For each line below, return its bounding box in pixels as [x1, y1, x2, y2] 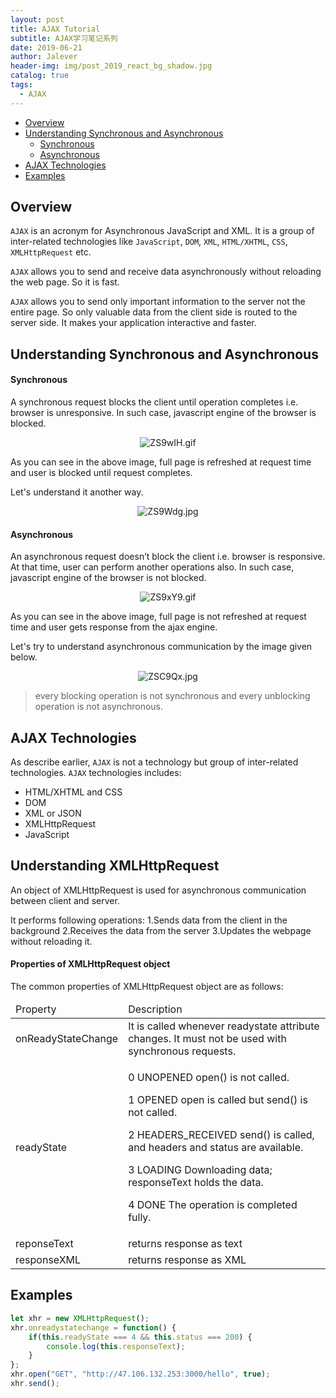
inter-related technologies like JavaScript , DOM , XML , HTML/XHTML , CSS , [10, 236, 288, 248]
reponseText [15, 1237, 74, 1251]
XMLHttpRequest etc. [10, 246, 92, 258]
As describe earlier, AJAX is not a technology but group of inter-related [10, 756, 299, 768]
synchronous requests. [128, 1044, 237, 1058]
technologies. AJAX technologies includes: [10, 767, 182, 779]
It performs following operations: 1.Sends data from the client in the [10, 914, 288, 926]
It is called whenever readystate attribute [128, 1019, 320, 1033]
